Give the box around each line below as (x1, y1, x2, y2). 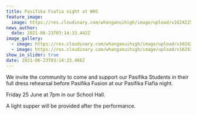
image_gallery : (6, 36, 43, 41)
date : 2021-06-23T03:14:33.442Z (11, 30, 91, 36)
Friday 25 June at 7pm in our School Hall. (6, 91, 106, 98)
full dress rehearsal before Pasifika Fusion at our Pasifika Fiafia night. (6, 79, 174, 86)
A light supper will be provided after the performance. (6, 102, 136, 109)
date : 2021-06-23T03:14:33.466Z (6, 57, 85, 63)
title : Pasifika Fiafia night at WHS (6, 8, 98, 15)
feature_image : (6, 14, 43, 20)
